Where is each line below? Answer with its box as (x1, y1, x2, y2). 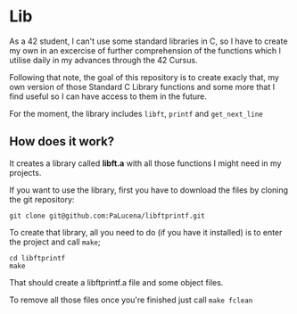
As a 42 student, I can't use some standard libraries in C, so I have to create (9, 36, 288, 46)
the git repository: (9, 194, 75, 204)
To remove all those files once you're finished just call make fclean (9, 294, 253, 305)
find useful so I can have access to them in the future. (9, 91, 208, 102)
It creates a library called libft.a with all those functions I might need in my (9, 158, 282, 169)
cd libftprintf (9, 253, 66, 262)
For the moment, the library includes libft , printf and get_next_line (9, 108, 263, 119)
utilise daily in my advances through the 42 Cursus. (9, 54, 198, 65)
